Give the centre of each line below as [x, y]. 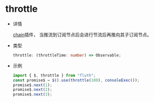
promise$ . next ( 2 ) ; [32, 90]
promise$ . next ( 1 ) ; [32, 85]
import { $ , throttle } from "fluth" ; [54, 75]
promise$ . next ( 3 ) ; [32, 95]
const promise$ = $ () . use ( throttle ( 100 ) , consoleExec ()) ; [76, 80]
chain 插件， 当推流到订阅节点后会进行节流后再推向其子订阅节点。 [82, 34]
